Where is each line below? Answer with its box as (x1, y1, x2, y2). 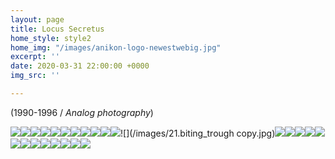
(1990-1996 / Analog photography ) (10, 106, 154, 118)
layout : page (10, 14, 65, 25)
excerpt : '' (10, 52, 60, 62)
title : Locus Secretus (10, 24, 105, 34)
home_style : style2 (10, 33, 92, 43)
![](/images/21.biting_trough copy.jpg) (120, 127, 276, 139)
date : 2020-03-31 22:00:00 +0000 (10, 61, 150, 71)
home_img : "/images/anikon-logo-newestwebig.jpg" (10, 42, 222, 53)
